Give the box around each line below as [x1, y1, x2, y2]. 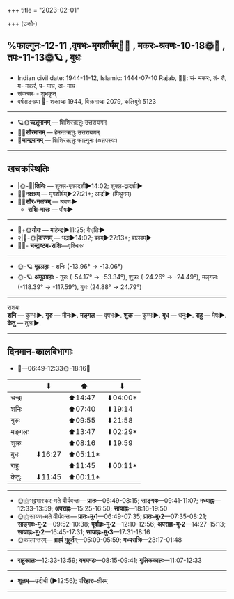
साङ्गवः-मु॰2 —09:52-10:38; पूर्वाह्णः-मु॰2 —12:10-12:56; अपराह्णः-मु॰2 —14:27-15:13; [17, 520, 226, 529]
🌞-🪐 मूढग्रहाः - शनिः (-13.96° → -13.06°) [17, 262, 123, 270]
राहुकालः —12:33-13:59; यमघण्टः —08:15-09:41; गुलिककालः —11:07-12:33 [17, 557, 202, 565]
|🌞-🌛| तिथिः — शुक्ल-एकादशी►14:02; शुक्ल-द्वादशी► [17, 181, 143, 190]
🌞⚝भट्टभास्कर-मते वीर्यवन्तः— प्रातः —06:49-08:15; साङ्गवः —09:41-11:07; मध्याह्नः [17, 497, 215, 505]
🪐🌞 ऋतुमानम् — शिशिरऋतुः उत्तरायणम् [17, 118, 107, 126]
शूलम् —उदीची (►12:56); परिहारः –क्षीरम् [17, 577, 108, 585]
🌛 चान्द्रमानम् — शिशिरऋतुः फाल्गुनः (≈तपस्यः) [17, 136, 118, 144]
